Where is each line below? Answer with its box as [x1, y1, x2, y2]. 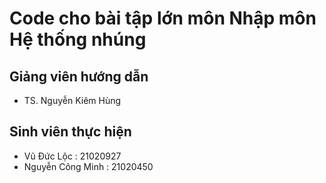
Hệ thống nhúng [9, 28, 147, 51]
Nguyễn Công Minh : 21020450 [23, 160, 154, 172]
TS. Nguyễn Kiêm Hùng [23, 95, 122, 106]
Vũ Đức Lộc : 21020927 [23, 150, 122, 162]
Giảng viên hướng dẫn [9, 68, 149, 85]
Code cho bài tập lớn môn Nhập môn [9, 7, 317, 30]
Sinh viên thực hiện [9, 123, 132, 141]
